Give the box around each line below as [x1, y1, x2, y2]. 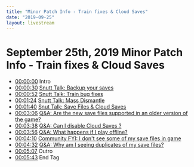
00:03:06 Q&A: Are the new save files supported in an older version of [14, 110, 188, 117]
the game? [14, 116, 41, 123]
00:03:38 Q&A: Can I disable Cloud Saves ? [14, 122, 122, 129]
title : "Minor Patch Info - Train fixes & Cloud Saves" [6, 8, 148, 15]
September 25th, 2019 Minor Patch [6, 45, 183, 59]
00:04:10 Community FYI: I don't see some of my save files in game [14, 135, 181, 142]
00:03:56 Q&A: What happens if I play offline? [14, 129, 128, 136]
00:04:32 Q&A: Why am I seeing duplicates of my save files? [14, 141, 164, 149]
